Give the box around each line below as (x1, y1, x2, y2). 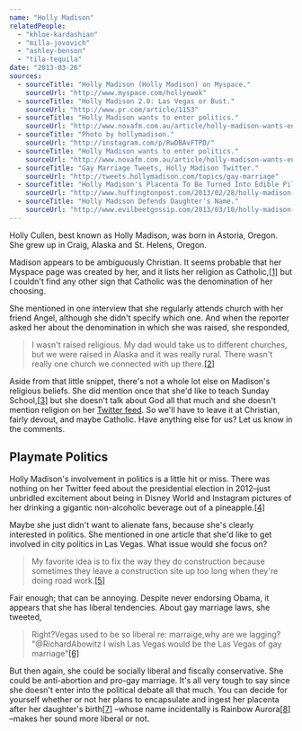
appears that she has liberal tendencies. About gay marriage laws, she (9, 602, 271, 612)
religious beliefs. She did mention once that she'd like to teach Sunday (9, 385, 270, 396)
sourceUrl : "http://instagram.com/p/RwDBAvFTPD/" (25, 138, 216, 147)
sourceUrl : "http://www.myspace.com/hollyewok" (25, 88, 207, 97)
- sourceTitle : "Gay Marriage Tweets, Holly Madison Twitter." (17, 163, 259, 172)
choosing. (9, 285, 47, 296)
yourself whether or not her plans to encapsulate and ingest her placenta (9, 693, 280, 705)
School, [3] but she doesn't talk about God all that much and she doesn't (9, 394, 276, 405)
